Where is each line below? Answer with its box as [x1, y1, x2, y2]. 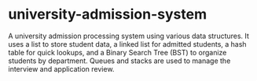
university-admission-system [8, 5, 207, 23]
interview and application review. [8, 64, 115, 73]
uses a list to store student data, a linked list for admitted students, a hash [8, 39, 247, 48]
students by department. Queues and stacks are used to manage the [8, 56, 231, 65]
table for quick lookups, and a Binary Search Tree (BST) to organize [8, 48, 227, 57]
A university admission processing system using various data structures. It [8, 31, 250, 40]
